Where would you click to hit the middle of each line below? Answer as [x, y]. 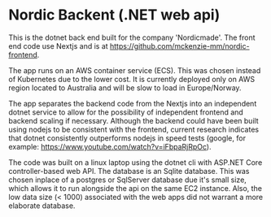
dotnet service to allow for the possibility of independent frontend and [126, 112]
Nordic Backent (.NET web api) [114, 15]
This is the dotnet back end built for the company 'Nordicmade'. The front [132, 37]
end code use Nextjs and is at [58, 46]
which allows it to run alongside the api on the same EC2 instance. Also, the [135, 188]
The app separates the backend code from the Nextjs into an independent [133, 103]
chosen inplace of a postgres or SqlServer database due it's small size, [127, 180]
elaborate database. [42, 206]
